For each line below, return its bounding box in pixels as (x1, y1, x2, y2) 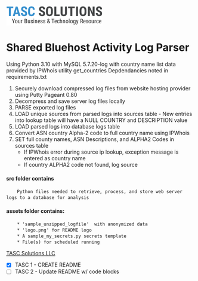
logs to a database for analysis (6, 195, 89, 201)
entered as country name (23, 154, 86, 161)
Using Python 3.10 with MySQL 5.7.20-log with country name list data (6, 60, 176, 68)
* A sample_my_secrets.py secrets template (17, 233, 127, 239)
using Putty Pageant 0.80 (14, 91, 78, 98)
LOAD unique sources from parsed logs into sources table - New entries (14, 110, 193, 117)
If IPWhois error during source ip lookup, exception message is (23, 148, 179, 155)
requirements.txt (6, 73, 47, 80)
